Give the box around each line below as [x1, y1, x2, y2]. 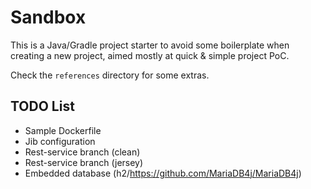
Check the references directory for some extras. [10, 69, 210, 81]
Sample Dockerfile [24, 124, 102, 136]
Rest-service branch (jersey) [24, 156, 144, 168]
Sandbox [10, 6, 87, 29]
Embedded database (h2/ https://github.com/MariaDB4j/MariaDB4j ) [24, 167, 302, 179]
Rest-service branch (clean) [24, 146, 141, 158]
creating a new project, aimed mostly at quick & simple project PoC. [10, 49, 290, 61]
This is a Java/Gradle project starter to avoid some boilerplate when [10, 39, 290, 51]
